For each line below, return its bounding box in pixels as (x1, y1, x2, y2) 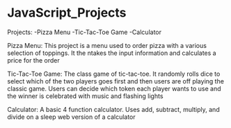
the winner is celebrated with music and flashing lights (7, 92, 164, 100)
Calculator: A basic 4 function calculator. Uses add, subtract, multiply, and (7, 105, 221, 113)
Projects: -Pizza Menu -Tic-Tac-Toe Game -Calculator (7, 28, 162, 36)
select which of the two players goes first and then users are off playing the (7, 77, 225, 85)
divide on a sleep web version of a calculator (7, 113, 136, 121)
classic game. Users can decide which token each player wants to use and (7, 84, 221, 93)
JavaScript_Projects (7, 5, 127, 21)
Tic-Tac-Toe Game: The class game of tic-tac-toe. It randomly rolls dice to (7, 70, 221, 78)
